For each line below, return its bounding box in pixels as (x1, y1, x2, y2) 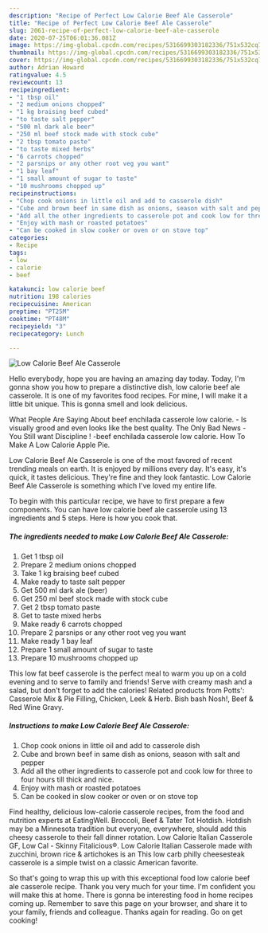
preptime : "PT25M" (9, 308, 70, 316)
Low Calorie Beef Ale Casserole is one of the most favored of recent (9, 456, 233, 465)
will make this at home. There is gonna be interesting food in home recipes (9, 890, 254, 900)
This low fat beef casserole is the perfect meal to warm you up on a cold (9, 668, 247, 678)
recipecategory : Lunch (9, 330, 84, 338)
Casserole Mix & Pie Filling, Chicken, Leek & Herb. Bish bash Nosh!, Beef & (9, 694, 254, 704)
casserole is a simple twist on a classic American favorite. (9, 858, 198, 868)
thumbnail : (9, 49, 45, 57)
